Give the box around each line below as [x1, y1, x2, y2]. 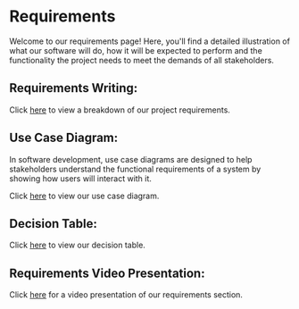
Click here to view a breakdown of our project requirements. [9, 104, 230, 115]
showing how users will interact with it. [9, 172, 152, 184]
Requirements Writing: [9, 80, 138, 96]
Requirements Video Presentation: [9, 265, 205, 280]
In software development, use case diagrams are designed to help [9, 154, 253, 164]
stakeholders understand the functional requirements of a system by [9, 163, 262, 174]
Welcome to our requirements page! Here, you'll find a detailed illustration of [9, 36, 290, 46]
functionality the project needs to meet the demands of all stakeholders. [9, 54, 275, 65]
